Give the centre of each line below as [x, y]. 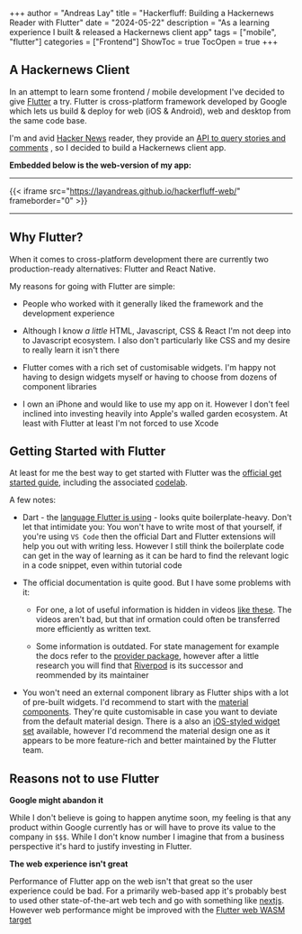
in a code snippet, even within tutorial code [102, 565]
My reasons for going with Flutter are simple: [92, 286]
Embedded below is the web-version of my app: [100, 165]
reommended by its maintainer [93, 675]
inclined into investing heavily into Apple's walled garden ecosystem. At [155, 413]
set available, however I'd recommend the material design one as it [146, 731]
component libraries [59, 386]
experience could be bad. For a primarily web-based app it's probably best [148, 891]
